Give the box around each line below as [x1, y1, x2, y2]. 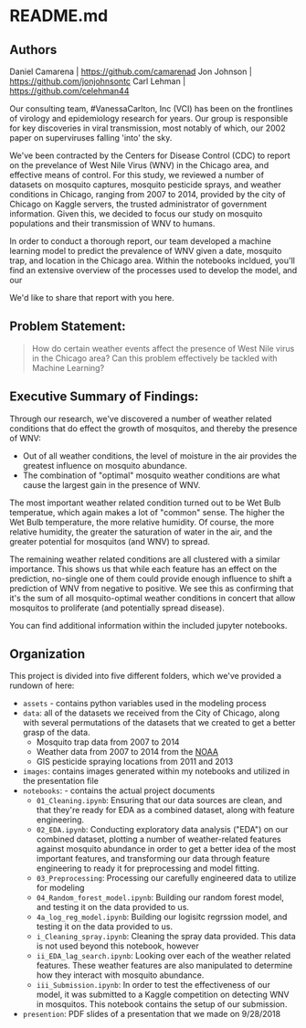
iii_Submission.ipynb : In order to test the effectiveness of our [36, 980, 271, 991]
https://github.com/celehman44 [9, 86, 130, 96]
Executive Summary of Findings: [9, 389, 199, 405]
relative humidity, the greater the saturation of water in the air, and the [9, 526, 273, 537]
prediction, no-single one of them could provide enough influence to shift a [9, 573, 292, 584]
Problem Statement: [9, 319, 126, 334]
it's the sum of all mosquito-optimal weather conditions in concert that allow [9, 592, 296, 603]
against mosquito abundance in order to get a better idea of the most [36, 843, 297, 854]
